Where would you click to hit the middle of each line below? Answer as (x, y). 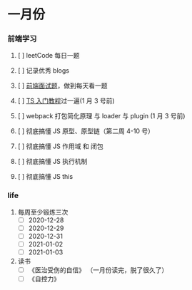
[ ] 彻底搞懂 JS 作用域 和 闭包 (60, 146)
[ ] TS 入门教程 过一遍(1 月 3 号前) (66, 101)
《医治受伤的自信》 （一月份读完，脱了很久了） (98, 270)
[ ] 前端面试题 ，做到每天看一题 (62, 86)
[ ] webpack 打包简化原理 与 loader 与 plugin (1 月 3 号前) (101, 116)
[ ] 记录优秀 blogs (44, 71)
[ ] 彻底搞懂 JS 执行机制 (52, 162)
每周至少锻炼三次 (43, 212)
